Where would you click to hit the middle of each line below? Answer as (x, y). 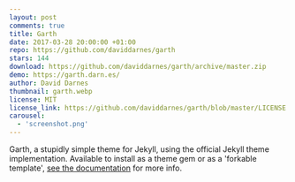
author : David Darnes (49, 83)
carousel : (27, 116)
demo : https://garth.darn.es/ (65, 75)
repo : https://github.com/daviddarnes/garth (92, 50)
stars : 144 (29, 58)
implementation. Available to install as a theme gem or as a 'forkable (133, 159)
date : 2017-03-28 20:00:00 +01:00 (73, 42)
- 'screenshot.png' (53, 125)
